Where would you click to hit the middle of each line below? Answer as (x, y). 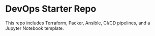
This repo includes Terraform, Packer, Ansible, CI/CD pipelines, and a (78, 23)
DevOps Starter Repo (51, 9)
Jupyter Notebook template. (35, 28)
